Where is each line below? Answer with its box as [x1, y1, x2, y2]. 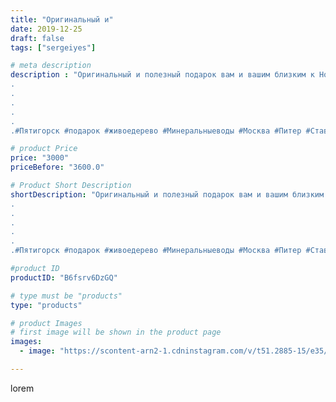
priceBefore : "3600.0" [10, 162, 105, 173]
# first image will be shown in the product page [10, 327, 222, 338]
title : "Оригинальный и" [10, 14, 114, 25]
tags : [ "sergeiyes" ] [10, 42, 97, 53]
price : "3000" [10, 153, 70, 163]
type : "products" [10, 300, 83, 310]
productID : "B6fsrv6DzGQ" [10, 272, 118, 283]
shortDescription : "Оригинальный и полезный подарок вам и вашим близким [10, 189, 325, 200]
